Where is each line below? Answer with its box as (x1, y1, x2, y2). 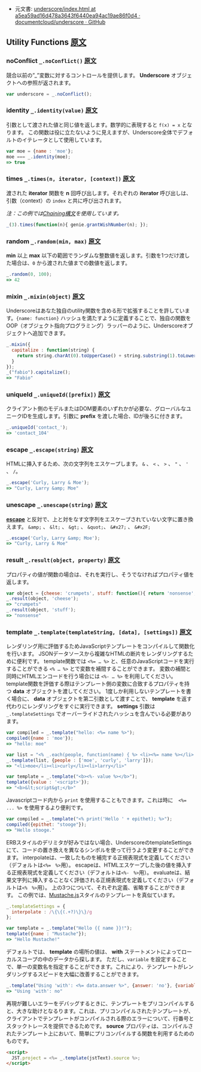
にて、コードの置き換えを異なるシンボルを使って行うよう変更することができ (6, 846, 194, 853)
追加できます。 (32, 330, 69, 336)
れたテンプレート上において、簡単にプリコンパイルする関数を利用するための (6, 1029, 194, 1037)
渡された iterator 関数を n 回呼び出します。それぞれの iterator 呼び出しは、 (6, 189, 192, 196)
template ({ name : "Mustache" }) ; (6, 931, 87, 937)
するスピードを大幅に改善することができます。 (26, 971, 142, 978)
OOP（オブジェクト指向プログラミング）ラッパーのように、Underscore (6, 322, 183, 329)
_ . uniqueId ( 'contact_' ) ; (6, 425, 68, 431)
